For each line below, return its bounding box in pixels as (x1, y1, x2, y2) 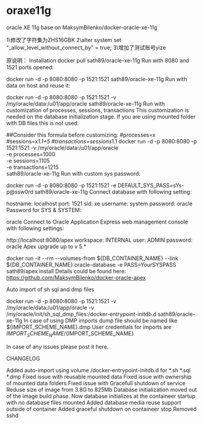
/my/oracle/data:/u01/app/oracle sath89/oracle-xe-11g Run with (6, 100, 165, 107)
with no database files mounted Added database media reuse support (6, 398, 181, 406)
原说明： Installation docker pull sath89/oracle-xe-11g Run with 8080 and (6, 56, 190, 64)
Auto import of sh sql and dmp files (6, 286, 95, 293)
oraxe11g (6, 4, 52, 18)
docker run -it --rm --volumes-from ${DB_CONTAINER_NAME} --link (6, 255, 179, 262)
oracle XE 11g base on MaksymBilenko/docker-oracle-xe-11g (6, 24, 158, 31)
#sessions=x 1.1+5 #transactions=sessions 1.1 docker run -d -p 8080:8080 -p (6, 137, 198, 145)
